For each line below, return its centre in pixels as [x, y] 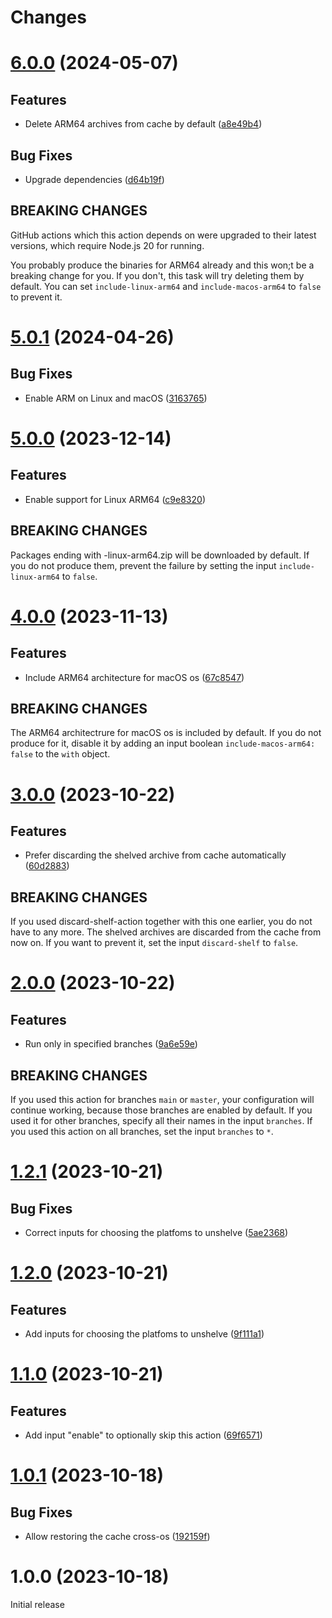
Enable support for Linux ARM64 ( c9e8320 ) [115, 499]
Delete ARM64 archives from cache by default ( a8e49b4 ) [143, 124]
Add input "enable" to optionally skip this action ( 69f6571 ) [143, 1435]
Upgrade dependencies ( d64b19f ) [94, 179]
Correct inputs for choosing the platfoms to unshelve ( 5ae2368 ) [156, 1233]
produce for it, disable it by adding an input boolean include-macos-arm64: [163, 743]
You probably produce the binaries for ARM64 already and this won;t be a [162, 265]
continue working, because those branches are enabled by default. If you [161, 1110]
